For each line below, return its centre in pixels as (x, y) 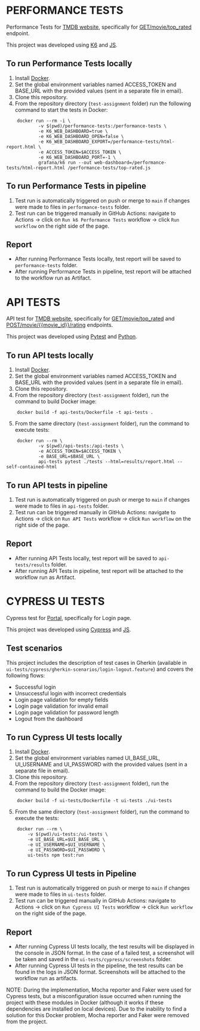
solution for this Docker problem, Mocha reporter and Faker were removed (98, 1015)
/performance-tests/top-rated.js (109, 168)
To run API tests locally (50, 355)
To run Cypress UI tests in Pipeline (71, 874)
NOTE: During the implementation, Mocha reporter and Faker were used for (99, 990)
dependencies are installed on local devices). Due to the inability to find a (96, 1009)
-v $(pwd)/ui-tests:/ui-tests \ (68, 834)
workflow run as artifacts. (46, 978)
